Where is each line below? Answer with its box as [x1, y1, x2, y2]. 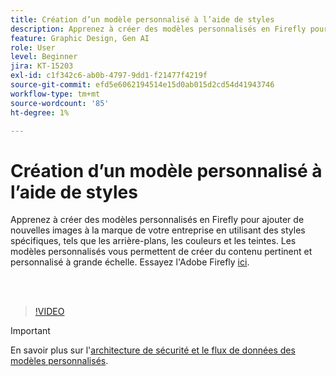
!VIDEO [34, 306, 65, 318]
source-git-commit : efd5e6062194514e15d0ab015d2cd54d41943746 [10, 80, 275, 90]
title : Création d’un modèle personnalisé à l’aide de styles [10, 14, 275, 25]
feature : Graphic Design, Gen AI [10, 33, 150, 43]
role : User [10, 42, 56, 53]
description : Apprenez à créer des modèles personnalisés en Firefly [10, 24, 307, 34]
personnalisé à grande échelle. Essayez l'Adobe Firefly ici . [10, 256, 250, 268]
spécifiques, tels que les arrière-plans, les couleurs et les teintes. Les [10, 235, 297, 247]
